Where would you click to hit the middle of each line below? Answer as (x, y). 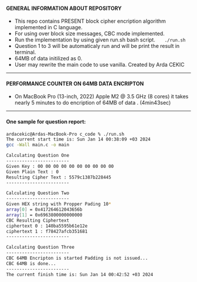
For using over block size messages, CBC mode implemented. (90, 34)
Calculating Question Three (40, 247)
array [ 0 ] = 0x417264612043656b (44, 210)
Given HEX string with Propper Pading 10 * (59, 204)
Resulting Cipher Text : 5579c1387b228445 (59, 177)
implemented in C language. (49, 27)
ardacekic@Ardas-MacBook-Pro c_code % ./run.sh (65, 134)
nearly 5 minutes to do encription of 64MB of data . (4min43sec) (93, 103)
